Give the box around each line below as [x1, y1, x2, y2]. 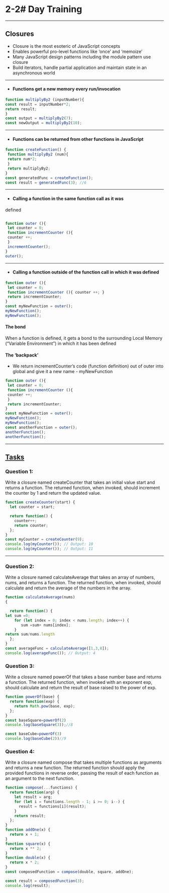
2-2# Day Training [5, 4, 82, 15]
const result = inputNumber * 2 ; [5, 102, 71, 107]
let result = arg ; [14, 794, 53, 800]
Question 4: [5, 748, 35, 755]
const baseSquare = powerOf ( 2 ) [5, 718, 66, 723]
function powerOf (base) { [5, 694, 59, 699]
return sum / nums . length [5, 632, 55, 637]
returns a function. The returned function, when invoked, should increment [5, 485, 160, 491]
